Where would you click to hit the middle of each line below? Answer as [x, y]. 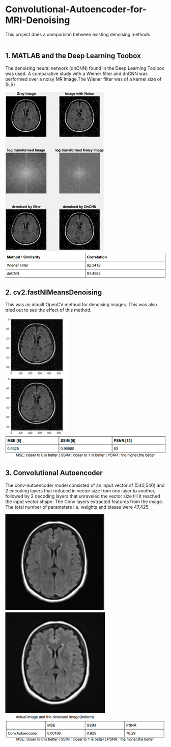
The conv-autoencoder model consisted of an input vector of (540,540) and [85, 485]
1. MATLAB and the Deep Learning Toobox [73, 56]
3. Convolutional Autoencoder [54, 473]
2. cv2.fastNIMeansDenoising [54, 292]
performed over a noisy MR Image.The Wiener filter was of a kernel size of [83, 79]
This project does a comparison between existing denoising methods [78, 34]
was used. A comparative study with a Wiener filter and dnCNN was [77, 73]
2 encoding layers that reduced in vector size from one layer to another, [80, 490]
